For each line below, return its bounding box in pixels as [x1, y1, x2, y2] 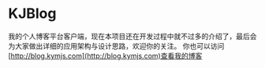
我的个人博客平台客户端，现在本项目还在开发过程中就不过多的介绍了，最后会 [8, 31, 257, 41]
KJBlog [8, 5, 57, 23]
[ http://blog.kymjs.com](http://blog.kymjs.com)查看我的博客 [8, 51, 203, 60]
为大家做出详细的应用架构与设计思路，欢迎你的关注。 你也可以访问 [8, 41, 225, 51]
